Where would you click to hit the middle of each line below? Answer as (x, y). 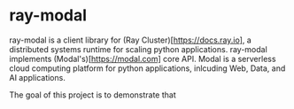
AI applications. (38, 77)
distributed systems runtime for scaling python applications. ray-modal (138, 49)
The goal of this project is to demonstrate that (93, 95)
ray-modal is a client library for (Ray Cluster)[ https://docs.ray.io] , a (131, 40)
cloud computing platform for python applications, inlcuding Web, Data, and (147, 68)
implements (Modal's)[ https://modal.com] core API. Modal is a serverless (143, 58)
